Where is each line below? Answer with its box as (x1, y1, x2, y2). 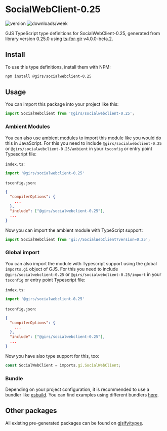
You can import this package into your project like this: (5, 101, 119, 107)
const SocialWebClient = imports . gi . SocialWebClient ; (5, 362, 121, 368)
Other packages (5, 407, 57, 415)
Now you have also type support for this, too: (5, 353, 100, 359)
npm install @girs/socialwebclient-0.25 (5, 74, 92, 79)
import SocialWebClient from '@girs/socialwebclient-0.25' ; (5, 111, 135, 116)
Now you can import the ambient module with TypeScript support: (5, 227, 143, 233)
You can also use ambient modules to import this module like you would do (5, 135, 161, 141)
